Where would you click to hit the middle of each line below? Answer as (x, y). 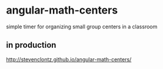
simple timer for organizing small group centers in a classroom (82, 27)
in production (31, 45)
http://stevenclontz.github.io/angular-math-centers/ (69, 59)
